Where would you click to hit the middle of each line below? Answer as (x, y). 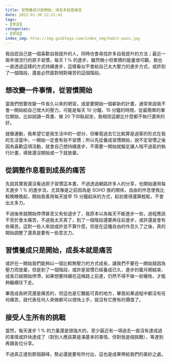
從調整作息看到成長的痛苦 (45, 171)
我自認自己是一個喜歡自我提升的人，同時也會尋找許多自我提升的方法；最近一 (85, 54)
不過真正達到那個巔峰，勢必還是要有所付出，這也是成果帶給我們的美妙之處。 (85, 354)
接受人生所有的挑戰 (35, 317)
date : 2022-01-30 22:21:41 (34, 15)
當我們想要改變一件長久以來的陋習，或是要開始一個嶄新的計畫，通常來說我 (83, 104)
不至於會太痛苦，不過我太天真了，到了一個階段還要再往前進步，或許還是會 (83, 220)
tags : (11, 19)
